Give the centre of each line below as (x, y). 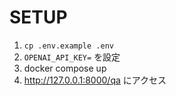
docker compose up (65, 68)
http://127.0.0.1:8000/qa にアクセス (95, 80)
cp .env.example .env (68, 46)
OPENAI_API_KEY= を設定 (72, 57)
